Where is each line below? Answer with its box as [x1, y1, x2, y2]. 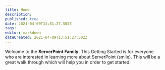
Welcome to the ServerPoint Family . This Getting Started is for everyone [5, 48, 154, 55]
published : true [5, 16, 39, 21]
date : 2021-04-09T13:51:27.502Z [5, 21, 72, 26]
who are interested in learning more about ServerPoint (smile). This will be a [5, 54, 160, 60]
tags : [5, 26, 16, 31]
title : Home [5, 7, 30, 12]
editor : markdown [5, 30, 41, 35]
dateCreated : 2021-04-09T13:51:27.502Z [5, 35, 88, 40]
